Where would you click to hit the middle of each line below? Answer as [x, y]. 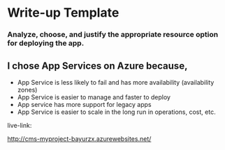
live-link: [20, 125]
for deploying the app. [46, 43]
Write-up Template [63, 13]
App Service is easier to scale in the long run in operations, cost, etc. [116, 112]
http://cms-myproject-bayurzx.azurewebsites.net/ [79, 139]
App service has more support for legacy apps [84, 104]
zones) [27, 90]
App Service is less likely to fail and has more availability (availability [116, 82]
